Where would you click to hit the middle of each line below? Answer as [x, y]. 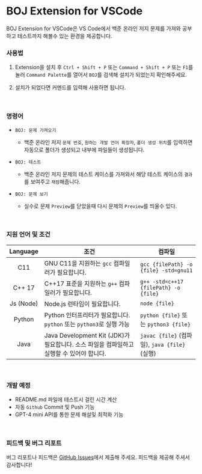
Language [24, 251]
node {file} [157, 303]
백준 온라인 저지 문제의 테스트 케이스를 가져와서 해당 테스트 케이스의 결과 [108, 174]
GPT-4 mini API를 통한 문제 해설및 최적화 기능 [69, 415]
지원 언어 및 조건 [28, 234]
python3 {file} [169, 324]
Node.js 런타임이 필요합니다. [83, 303]
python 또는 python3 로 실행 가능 [87, 324]
